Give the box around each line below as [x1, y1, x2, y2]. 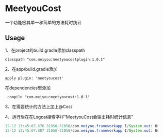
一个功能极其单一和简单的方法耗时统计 [5, 19, 81, 25]
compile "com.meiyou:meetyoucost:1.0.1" [7, 94, 90, 99]
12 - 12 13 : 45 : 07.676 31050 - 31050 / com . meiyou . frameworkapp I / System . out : [5, 123, 153, 128]
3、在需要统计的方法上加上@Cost [5, 104, 72, 109]
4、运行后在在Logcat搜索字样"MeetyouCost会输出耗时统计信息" [5, 114, 133, 120]
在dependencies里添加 [5, 85, 51, 91]
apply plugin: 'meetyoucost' [5, 76, 64, 80]
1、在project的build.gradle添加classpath [5, 47, 85, 53]
